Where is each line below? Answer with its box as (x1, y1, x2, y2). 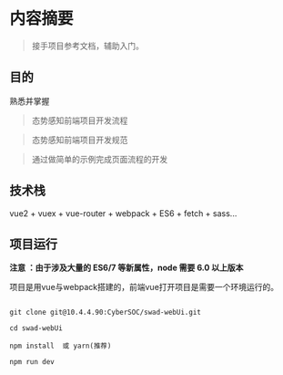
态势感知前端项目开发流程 (31, 115, 128, 126)
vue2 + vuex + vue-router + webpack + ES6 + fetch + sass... (9, 207, 238, 219)
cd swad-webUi (9, 324, 64, 333)
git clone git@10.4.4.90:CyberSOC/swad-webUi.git (9, 307, 202, 318)
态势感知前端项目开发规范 (31, 134, 128, 145)
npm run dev (9, 358, 55, 367)
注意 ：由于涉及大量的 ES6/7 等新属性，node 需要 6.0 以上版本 (9, 262, 244, 274)
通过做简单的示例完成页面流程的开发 (31, 153, 168, 164)
